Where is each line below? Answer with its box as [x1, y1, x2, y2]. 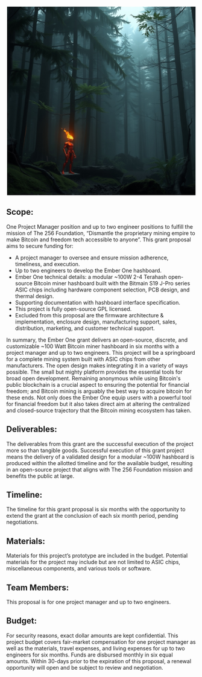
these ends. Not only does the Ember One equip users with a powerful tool [6, 393, 192, 401]
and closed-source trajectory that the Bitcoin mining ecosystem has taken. [6, 407, 192, 414]
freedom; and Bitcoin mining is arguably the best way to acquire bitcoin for [6, 387, 192, 395]
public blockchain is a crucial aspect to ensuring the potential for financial [6, 381, 190, 388]
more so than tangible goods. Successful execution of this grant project [6, 447, 185, 454]
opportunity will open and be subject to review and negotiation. [6, 664, 163, 671]
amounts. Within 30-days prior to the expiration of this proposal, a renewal [6, 657, 192, 664]
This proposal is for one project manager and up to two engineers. [6, 599, 171, 606]
